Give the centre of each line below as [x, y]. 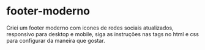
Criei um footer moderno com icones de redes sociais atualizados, [90, 28]
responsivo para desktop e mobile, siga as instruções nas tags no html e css [102, 34]
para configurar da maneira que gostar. [56, 40]
